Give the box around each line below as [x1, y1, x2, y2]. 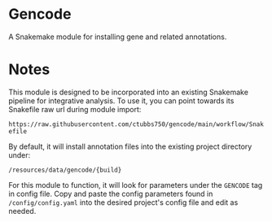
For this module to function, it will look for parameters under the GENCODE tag [8, 180, 263, 189]
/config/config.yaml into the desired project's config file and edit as [8, 197, 239, 207]
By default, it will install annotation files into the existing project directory [8, 141, 252, 151]
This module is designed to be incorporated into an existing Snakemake [8, 87, 248, 97]
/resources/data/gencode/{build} [8, 166, 122, 174]
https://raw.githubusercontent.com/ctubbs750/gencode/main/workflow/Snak [8, 120, 265, 128]
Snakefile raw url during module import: [8, 104, 142, 114]
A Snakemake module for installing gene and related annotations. [8, 32, 227, 41]
